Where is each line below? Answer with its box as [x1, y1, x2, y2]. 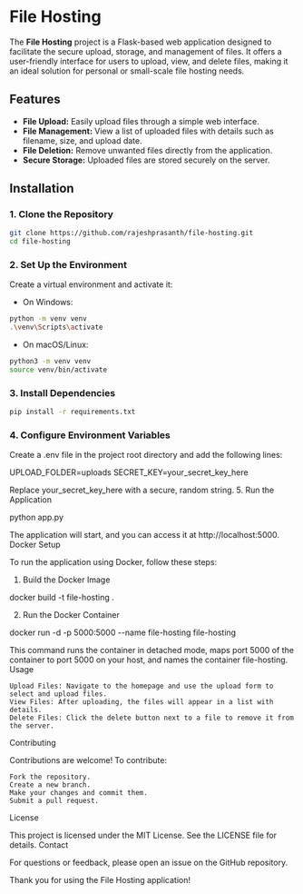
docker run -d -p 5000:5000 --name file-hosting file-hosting [9, 627, 237, 638]
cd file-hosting [9, 237, 71, 246]
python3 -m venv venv [9, 357, 92, 366]
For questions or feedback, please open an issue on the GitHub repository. [9, 857, 288, 869]
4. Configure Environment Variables [9, 429, 171, 442]
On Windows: [22, 297, 73, 308]
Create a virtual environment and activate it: [9, 279, 173, 290]
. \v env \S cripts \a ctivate [9, 323, 103, 333]
